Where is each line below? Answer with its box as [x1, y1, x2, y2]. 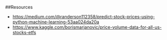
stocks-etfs [12, 30, 37, 35]
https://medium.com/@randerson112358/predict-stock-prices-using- [12, 14, 155, 19]
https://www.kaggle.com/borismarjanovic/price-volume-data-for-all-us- [12, 24, 162, 30]
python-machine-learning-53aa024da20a [12, 19, 99, 25]
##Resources [5, 4, 33, 10]
